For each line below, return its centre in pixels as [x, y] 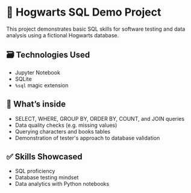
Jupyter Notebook [37, 72]
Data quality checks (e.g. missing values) [66, 125]
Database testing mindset [47, 177]
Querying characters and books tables [62, 131]
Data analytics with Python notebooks [62, 184]
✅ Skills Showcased [44, 157]
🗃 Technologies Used [48, 55]
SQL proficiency [35, 171]
